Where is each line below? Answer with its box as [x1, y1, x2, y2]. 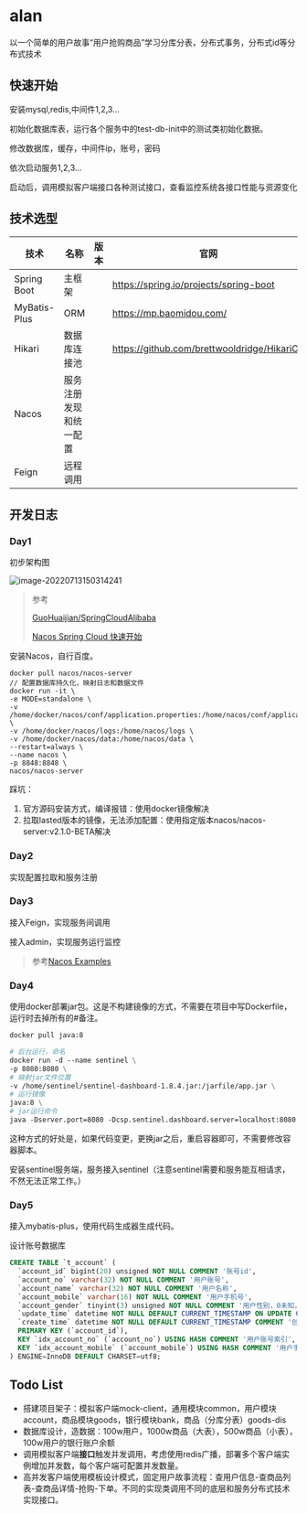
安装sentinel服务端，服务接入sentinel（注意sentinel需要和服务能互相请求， [9, 1164, 291, 1175]
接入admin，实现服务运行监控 [9, 936, 122, 947]
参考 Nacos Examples [31, 955, 111, 966]
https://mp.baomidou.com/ [111, 306, 228, 319]
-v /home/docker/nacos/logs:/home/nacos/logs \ [9, 726, 195, 736]
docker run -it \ [9, 687, 76, 696]
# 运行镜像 [9, 1090, 46, 1099]
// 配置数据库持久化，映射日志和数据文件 [9, 679, 144, 688]
